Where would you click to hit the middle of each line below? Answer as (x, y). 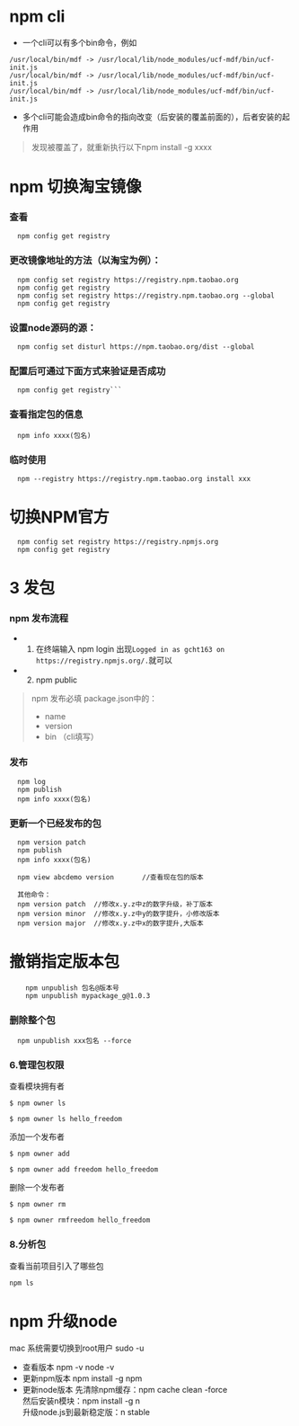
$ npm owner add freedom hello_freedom (84, 1170)
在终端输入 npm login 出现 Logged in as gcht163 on (130, 649)
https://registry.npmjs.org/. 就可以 (104, 660)
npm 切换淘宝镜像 (75, 187)
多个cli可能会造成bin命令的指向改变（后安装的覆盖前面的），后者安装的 (152, 116)
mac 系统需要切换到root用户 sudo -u (77, 1348)
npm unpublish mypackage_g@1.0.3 (88, 995)
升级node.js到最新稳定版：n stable (86, 1412)
